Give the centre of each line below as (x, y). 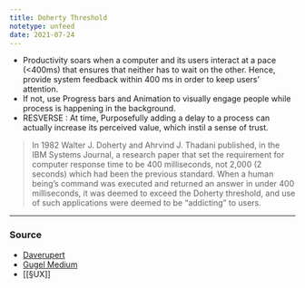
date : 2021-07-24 (42, 34)
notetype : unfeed (42, 26)
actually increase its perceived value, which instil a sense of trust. (146, 128)
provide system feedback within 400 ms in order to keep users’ (141, 80)
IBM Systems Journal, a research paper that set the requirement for (158, 155)
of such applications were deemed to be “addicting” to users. (146, 203)
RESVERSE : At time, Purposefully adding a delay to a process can (146, 118)
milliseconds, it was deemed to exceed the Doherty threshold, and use (163, 193)
